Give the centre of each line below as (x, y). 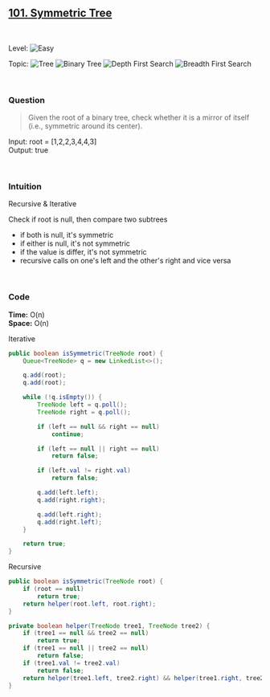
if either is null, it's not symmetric (75, 243)
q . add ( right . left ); (70, 522)
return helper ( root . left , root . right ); (90, 604)
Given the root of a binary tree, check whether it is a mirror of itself (139, 118)
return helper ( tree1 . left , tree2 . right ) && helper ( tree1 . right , (133, 678)
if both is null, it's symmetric (67, 235)
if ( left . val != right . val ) (84, 471)
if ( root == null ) (53, 589)
